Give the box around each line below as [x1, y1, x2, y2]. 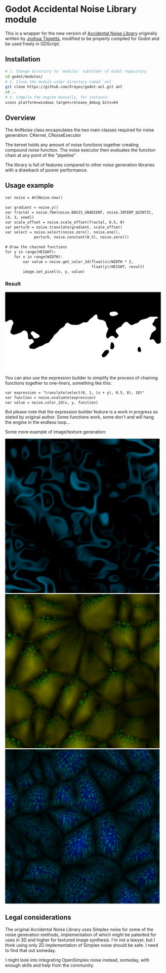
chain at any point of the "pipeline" [5, 152, 76, 158]
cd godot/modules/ [5, 74, 43, 79]
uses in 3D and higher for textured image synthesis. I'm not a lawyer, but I [5, 937, 156, 943]
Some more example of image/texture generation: [5, 429, 107, 435]
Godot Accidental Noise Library [5, 3, 137, 15]
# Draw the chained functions [5, 244, 68, 249]
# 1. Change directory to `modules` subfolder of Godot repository [5, 69, 147, 74]
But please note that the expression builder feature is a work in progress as [5, 408, 158, 414]
